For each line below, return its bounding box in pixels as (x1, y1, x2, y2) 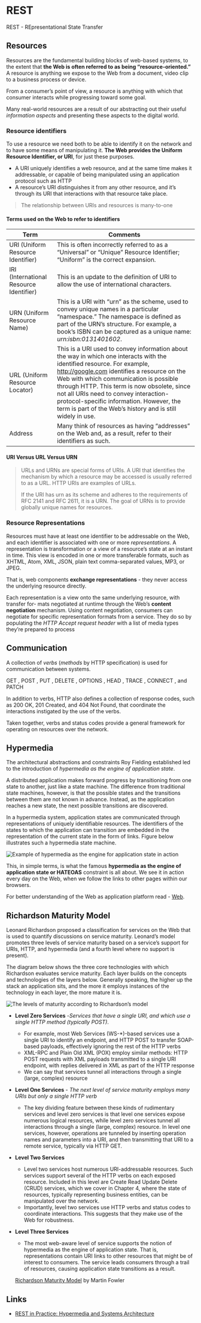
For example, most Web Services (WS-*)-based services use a (23, 1030, 180, 1037)
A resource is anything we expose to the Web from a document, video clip (6, 69, 189, 77)
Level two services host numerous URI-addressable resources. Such (23, 1165, 193, 1173)
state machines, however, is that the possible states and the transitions (6, 789, 181, 797)
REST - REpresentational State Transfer (6, 23, 103, 31)
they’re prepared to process (6, 625, 75, 632)
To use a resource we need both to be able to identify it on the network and (6, 140, 193, 147)
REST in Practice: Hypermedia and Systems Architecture (14, 1310, 154, 1317)
